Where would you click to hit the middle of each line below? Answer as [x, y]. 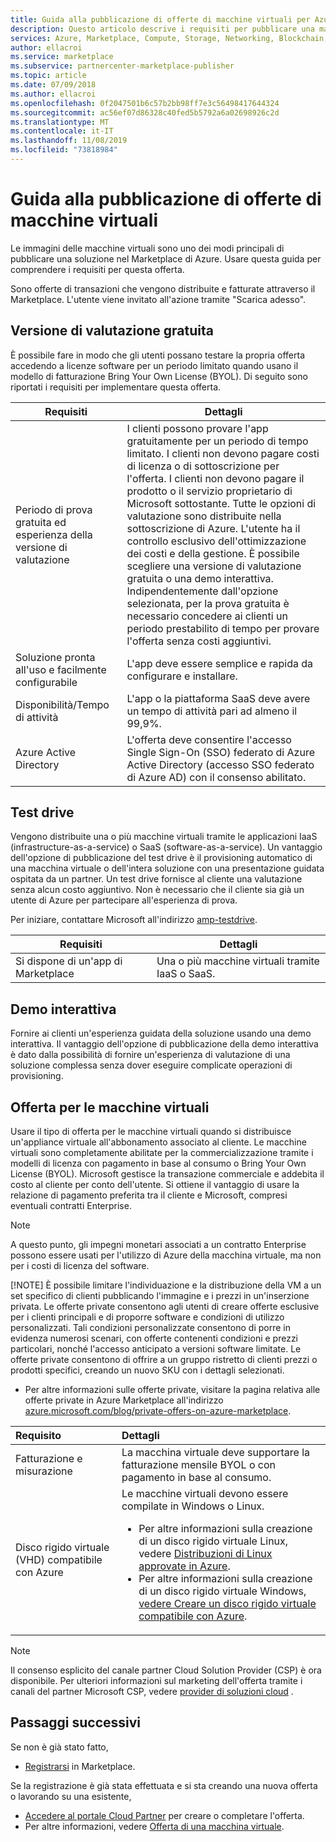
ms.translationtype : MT [60, 122]
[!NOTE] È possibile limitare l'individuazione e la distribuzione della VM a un [166, 1285]
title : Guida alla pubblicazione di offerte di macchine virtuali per [160, 19]
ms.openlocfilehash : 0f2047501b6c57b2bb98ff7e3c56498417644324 [145, 103]
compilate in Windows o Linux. [193, 1506]
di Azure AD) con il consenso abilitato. [216, 777]
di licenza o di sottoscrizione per [203, 466]
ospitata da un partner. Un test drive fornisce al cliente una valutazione [156, 879]
